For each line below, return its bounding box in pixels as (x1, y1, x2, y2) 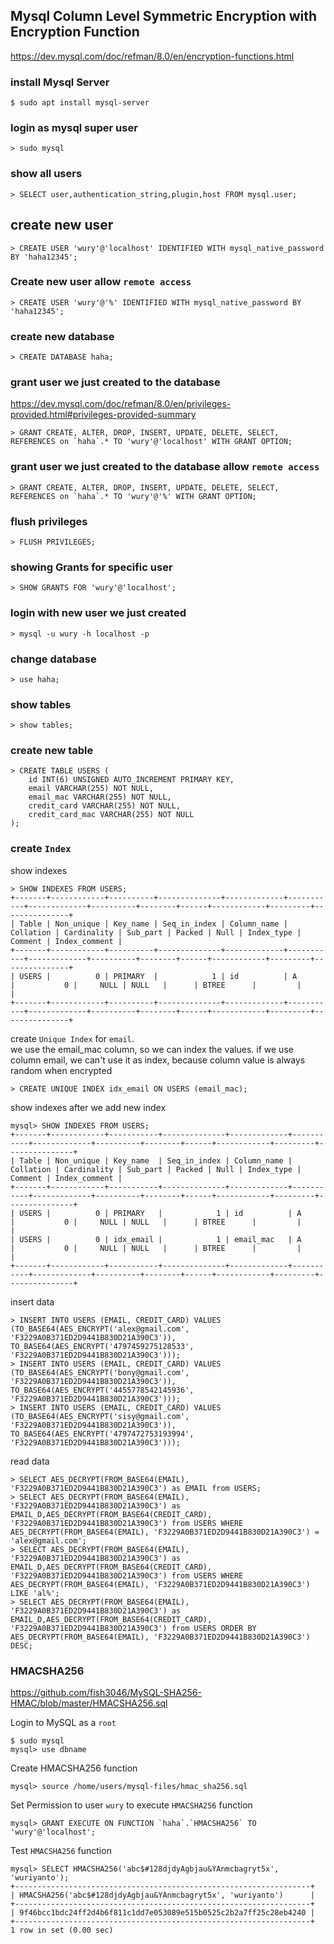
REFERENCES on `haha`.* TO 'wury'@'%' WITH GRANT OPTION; (10, 491, 257, 501)
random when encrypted (10, 1064, 113, 1076)
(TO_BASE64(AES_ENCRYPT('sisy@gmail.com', (10, 1411, 190, 1421)
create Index (10, 842, 72, 856)
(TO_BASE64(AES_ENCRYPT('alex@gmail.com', (10, 1324, 190, 1334)
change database (10, 652, 97, 666)
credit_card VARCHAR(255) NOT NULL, (28, 801, 182, 811)
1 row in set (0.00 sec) (10, 1925, 114, 1936)
